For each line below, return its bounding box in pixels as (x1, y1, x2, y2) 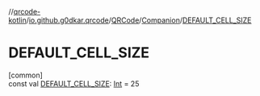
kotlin (8, 15, 27, 25)
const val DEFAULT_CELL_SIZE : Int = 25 (8, 78, 140, 88)
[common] (8, 70, 43, 80)
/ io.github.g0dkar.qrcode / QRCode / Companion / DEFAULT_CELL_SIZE (26, 15, 252, 25)
